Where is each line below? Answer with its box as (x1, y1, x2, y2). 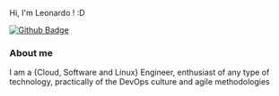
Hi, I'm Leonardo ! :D (9, 8, 85, 18)
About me (9, 46, 54, 59)
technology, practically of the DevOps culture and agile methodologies (9, 76, 271, 87)
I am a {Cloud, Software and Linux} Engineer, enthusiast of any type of (9, 67, 270, 78)
